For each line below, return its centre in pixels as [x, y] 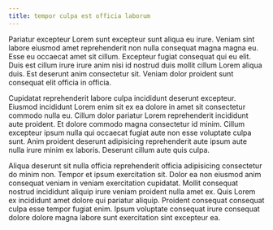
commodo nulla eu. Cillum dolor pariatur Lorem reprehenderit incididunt [129, 115]
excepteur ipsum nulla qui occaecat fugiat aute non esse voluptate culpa [130, 132]
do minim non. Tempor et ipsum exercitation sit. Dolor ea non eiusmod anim [135, 174]
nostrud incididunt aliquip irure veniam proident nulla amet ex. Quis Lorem [132, 191]
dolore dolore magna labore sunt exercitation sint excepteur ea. [115, 217]
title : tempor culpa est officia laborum [80, 16]
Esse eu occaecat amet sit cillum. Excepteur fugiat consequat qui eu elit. [130, 56]
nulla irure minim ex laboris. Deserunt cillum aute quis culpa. [109, 150]
